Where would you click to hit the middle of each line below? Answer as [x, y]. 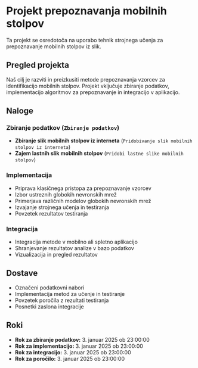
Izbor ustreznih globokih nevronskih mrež [66, 194]
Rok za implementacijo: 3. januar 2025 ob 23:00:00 [79, 346]
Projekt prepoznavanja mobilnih [86, 11]
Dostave [22, 273]
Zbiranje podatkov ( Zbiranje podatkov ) [63, 128]
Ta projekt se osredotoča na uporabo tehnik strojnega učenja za [85, 40]
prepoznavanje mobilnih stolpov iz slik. [54, 46]
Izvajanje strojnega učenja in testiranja [62, 207]
